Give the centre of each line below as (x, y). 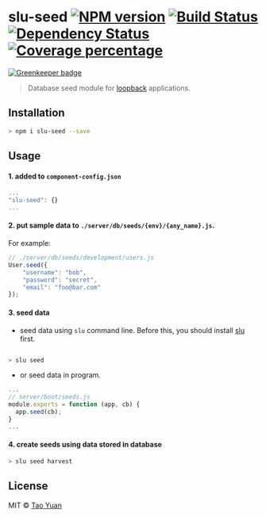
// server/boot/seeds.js (49, 397)
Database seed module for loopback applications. (109, 88)
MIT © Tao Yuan (35, 505)
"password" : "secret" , (60, 280)
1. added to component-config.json (65, 176)
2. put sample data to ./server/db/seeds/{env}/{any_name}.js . (112, 225)
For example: (30, 243)
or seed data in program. (60, 375)
